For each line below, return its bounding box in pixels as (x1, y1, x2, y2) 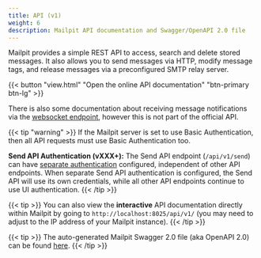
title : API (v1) (8, 11, 62, 20)
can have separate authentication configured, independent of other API (8, 160, 240, 169)
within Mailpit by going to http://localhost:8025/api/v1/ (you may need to (8, 209, 254, 218)
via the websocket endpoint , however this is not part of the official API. (8, 112, 239, 122)
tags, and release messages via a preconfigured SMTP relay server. (8, 65, 229, 74)
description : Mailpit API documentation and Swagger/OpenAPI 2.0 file (8, 26, 246, 34)
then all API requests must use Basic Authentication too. (8, 136, 191, 146)
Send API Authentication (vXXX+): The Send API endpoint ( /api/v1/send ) (8, 151, 251, 161)
